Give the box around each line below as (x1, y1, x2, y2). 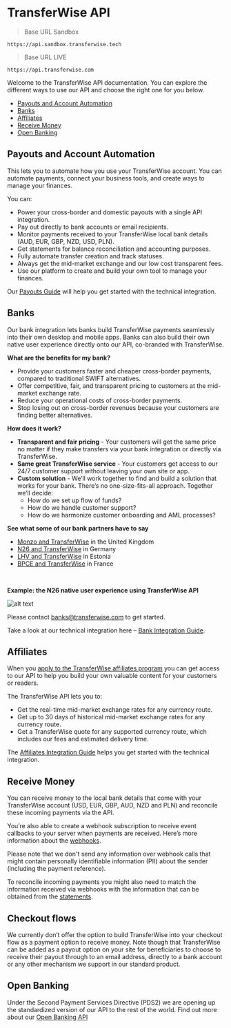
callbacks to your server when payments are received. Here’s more (7, 829, 198, 838)
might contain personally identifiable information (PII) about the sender (7, 857, 208, 865)
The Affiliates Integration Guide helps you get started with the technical (7, 748, 210, 757)
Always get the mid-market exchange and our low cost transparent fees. (17, 259, 223, 267)
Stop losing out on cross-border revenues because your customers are (17, 403, 219, 411)
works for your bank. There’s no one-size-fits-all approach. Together (17, 481, 213, 490)
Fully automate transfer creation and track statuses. (17, 251, 164, 260)
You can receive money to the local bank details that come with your (7, 794, 202, 802)
